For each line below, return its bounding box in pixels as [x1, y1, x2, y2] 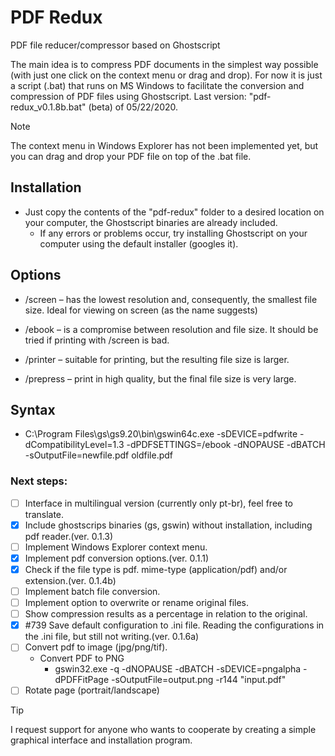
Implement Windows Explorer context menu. [24, 541, 208, 553]
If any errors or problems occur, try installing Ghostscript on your [39, 227, 308, 239]
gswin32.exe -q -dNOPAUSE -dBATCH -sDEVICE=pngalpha [54, 663, 302, 675]
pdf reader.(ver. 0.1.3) [24, 530, 114, 542]
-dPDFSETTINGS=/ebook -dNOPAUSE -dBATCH [126, 439, 326, 451]
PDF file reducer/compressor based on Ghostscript [10, 39, 221, 51]
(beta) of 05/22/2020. [88, 101, 179, 113]
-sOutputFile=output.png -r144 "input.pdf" [110, 674, 287, 686]
